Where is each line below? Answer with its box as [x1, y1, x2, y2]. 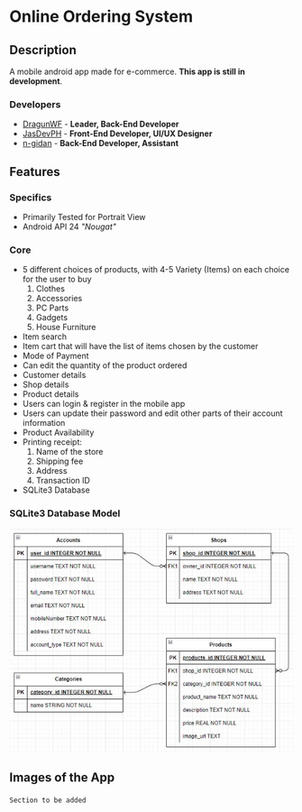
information [22, 418, 66, 429]
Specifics [9, 191, 52, 204]
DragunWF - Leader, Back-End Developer [22, 119, 179, 130]
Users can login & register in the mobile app [22, 399, 186, 410]
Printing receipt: [22, 437, 83, 448]
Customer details [22, 370, 87, 381]
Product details [22, 389, 79, 400]
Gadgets [35, 312, 69, 323]
